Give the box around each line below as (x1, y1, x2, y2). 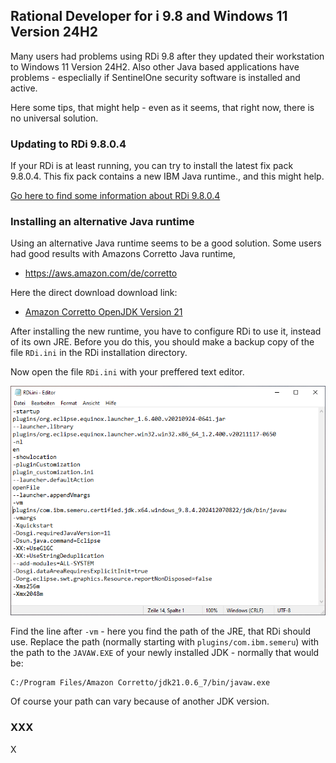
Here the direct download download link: (10, 287, 178, 299)
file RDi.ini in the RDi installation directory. (10, 347, 188, 359)
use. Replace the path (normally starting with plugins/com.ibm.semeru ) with (10, 636, 320, 648)
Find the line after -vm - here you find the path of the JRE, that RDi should (10, 625, 312, 638)
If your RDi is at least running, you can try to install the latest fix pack (10, 160, 294, 172)
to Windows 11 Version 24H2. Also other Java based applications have (10, 60, 300, 73)
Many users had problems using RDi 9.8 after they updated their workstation (10, 50, 325, 62)
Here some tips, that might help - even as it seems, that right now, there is (10, 101, 315, 113)
